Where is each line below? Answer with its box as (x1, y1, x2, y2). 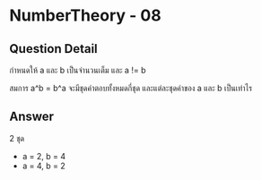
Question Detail (9, 41, 99, 56)
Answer (9, 109, 55, 124)
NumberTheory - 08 (9, 5, 161, 26)
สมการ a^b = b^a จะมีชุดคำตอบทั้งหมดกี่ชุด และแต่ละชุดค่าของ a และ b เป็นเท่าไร (9, 82, 253, 93)
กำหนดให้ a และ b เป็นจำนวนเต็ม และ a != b (9, 64, 146, 75)
